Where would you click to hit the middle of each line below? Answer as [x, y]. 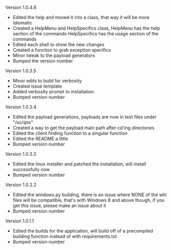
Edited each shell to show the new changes [59, 45]
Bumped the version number [43, 61]
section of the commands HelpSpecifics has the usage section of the [85, 34]
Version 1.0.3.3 [21, 154]
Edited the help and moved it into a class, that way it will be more [81, 17]
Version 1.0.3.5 [21, 71]
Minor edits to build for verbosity [47, 81]
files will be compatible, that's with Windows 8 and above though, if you [89, 200]
